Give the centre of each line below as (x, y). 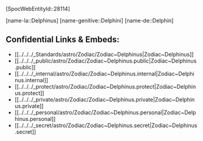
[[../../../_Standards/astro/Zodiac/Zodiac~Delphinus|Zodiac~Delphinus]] (104, 54)
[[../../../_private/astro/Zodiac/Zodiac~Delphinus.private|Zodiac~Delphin (105, 99)
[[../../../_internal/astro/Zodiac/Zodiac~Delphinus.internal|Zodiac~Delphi (105, 74)
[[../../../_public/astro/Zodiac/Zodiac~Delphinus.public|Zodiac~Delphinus (105, 61)
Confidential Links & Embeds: (63, 40)
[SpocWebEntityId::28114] (38, 9)
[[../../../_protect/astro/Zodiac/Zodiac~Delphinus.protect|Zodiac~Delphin (105, 86)
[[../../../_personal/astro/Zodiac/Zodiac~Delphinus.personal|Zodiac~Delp (105, 112)
